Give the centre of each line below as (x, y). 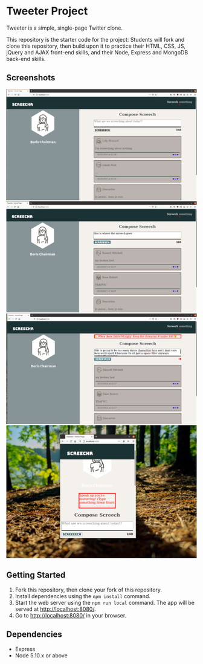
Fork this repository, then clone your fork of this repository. (88, 590)
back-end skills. (26, 59)
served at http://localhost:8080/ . (55, 609)
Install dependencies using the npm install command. (83, 596)
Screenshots (31, 78)
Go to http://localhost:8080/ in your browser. (71, 615)
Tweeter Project (47, 11)
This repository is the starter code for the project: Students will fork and (95, 39)
